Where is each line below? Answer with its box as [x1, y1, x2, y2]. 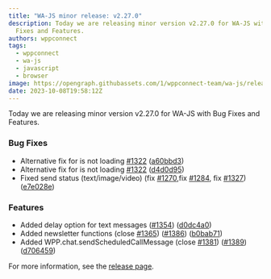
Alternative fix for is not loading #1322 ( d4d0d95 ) [19, 164, 185, 174]
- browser [15, 72, 48, 80]
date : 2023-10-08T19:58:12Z [8, 86, 103, 95]
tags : [8, 42, 27, 50]
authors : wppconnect [8, 34, 78, 43]
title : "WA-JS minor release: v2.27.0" [8, 11, 143, 20]
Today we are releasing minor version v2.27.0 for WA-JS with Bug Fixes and [8, 109, 261, 119]
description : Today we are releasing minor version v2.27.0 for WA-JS [8, 19, 251, 27]
